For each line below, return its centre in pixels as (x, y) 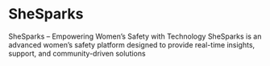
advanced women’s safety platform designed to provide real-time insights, (132, 44)
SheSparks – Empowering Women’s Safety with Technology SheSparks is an (135, 36)
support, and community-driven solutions (77, 53)
